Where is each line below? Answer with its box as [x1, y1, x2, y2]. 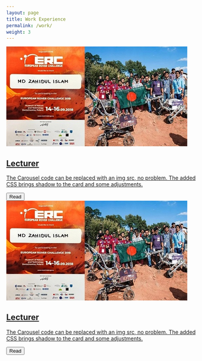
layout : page [6, 10, 39, 16]
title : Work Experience [6, 16, 66, 22]
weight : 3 [6, 29, 31, 35]
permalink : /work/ [6, 22, 52, 28]
